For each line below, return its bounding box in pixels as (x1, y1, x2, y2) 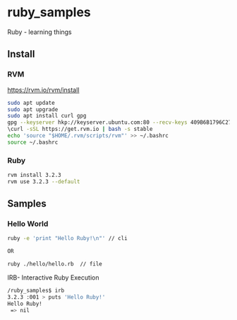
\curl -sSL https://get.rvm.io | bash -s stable (7, 125, 153, 133)
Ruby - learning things (7, 28, 72, 36)
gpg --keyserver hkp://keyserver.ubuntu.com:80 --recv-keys (7, 119, 188, 126)
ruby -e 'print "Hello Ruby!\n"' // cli (7, 235, 128, 242)
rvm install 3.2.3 (7, 171, 61, 179)
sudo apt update (7, 99, 55, 106)
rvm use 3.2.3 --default (7, 178, 80, 185)
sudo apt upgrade (7, 105, 59, 113)
